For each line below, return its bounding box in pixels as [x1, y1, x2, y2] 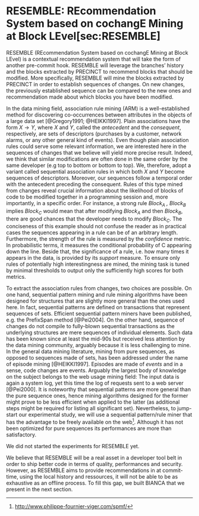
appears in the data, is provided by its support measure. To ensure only [6, 254, 181, 262]
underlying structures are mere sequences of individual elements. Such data [6, 329, 193, 336]
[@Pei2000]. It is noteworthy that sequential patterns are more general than [6, 386, 191, 393]
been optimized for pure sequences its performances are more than [6, 424, 172, 432]
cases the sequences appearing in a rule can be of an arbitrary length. [6, 229, 178, 236]
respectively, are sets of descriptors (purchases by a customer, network [6, 130, 182, 137]
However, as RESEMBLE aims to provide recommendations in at [6, 467, 162, 474]
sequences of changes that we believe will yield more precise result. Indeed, [6, 149, 193, 156]
